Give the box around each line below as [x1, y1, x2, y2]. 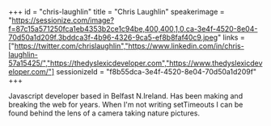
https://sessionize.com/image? [11, 15, 115, 25]
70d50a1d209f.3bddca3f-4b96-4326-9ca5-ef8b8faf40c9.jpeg [8, 32, 218, 42]
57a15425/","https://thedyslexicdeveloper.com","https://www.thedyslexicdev [8, 58, 263, 68]
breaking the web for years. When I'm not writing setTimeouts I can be [8, 100, 243, 109]
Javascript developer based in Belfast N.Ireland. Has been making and [8, 91, 243, 100]
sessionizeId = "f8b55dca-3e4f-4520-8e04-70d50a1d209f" [56, 67, 257, 76]
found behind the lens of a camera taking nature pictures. [8, 108, 201, 118]
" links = [217, 32, 245, 42]
